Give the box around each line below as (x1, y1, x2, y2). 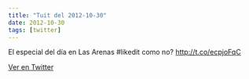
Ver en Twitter (8, 63, 54, 72)
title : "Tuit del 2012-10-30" (8, 11, 108, 20)
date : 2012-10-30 (8, 19, 65, 27)
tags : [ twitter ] (8, 26, 61, 34)
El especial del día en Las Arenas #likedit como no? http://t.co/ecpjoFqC (8, 48, 241, 57)
